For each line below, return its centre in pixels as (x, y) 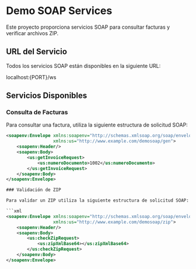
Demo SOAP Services (59, 11)
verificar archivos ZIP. (32, 33)
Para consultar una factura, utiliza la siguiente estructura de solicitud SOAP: (97, 125)
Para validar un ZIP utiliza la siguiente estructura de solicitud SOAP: (98, 200)
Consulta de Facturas (37, 113)
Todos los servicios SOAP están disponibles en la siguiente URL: (83, 66)
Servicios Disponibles (47, 96)
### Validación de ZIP (34, 190)
